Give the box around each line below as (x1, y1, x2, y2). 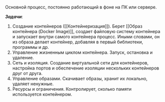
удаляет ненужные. (12, 81, 54, 87)
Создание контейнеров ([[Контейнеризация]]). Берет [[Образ (12, 23, 143, 29)
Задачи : (5, 14, 23, 19)
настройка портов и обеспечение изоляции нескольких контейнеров (12, 65, 160, 71)
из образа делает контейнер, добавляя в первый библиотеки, (12, 39, 144, 45)
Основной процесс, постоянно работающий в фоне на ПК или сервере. (5, 4, 157, 10)
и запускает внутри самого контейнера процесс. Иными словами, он (12, 34, 160, 39)
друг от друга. (12, 70, 43, 76)
